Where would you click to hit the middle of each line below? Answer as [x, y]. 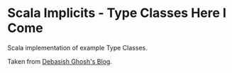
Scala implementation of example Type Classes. [77, 47]
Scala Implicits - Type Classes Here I [117, 13]
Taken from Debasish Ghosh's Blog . [60, 61]
